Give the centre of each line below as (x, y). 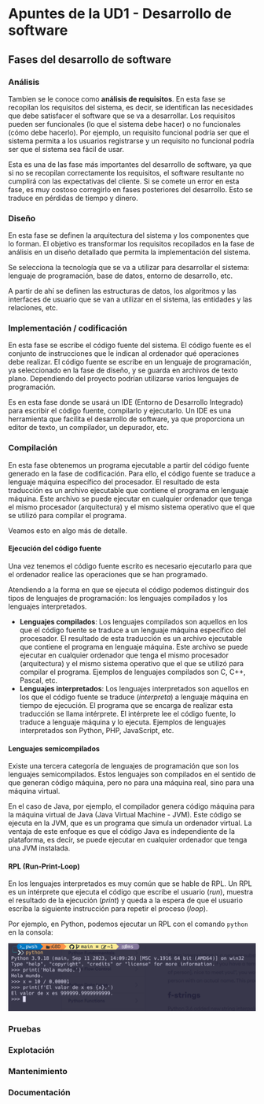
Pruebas (25, 1029)
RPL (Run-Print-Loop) (44, 866)
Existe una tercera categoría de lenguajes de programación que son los (124, 766)
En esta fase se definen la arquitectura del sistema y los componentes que (129, 235)
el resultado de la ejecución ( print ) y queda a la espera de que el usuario (126, 900)
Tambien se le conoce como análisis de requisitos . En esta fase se (117, 98)
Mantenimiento (38, 1071)
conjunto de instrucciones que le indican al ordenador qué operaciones (124, 354)
